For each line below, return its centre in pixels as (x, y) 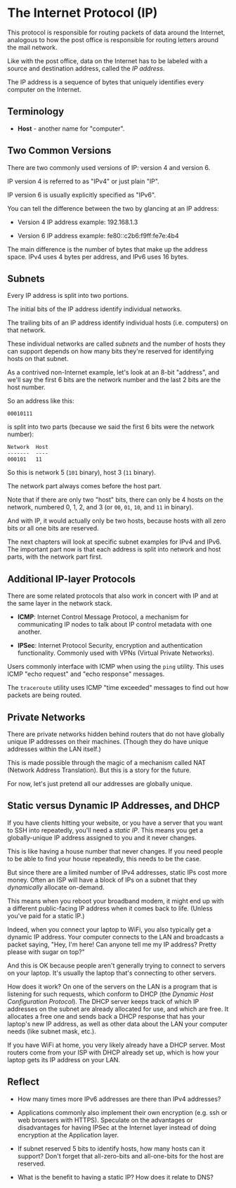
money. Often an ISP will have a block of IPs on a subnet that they (102, 880)
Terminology (36, 111)
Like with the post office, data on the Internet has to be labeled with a (107, 60)
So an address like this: (41, 401)
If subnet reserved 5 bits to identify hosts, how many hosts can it (111, 1148)
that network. (27, 330)
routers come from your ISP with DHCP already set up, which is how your (113, 1052)
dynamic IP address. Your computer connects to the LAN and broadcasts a (116, 936)
